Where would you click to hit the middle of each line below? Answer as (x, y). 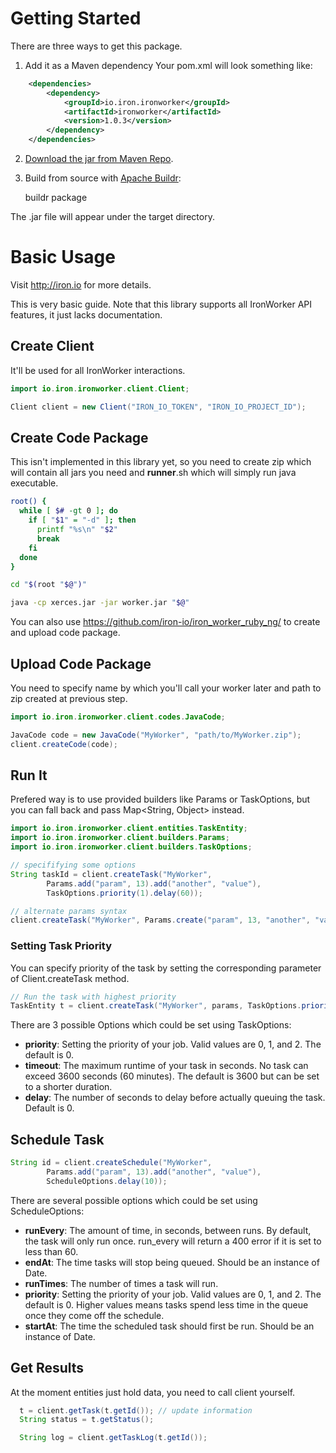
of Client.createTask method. (70, 978)
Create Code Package (79, 437)
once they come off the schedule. (94, 1315)
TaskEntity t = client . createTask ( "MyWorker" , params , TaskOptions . (156, 1006)
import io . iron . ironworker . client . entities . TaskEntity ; (129, 828)
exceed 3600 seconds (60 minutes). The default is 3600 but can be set (172, 1076)
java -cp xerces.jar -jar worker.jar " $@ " (100, 603)
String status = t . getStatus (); (87, 1420)
